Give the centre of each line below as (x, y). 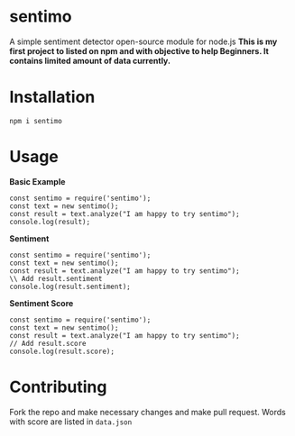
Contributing (58, 387)
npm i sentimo (36, 121)
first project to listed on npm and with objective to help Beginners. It (139, 50)
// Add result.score (48, 343)
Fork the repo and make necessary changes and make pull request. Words (147, 412)
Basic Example (37, 181)
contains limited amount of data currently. (90, 60)
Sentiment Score (41, 303)
